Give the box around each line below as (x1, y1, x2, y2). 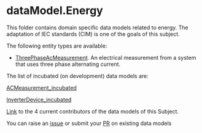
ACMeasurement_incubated (6, 84, 77, 92)
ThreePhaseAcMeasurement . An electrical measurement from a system (15, 54, 196, 61)
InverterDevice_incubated (6, 96, 72, 103)
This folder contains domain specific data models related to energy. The (6, 24, 188, 31)
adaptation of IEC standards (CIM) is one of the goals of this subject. (6, 30, 180, 37)
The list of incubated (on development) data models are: (6, 72, 149, 79)
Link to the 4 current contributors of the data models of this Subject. (6, 107, 179, 115)
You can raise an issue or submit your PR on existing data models (6, 120, 172, 127)
